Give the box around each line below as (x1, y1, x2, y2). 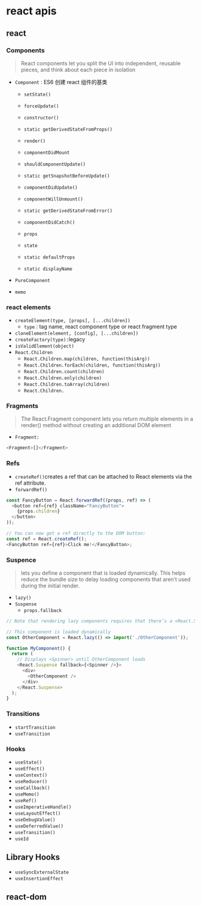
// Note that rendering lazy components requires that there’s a (6, 618, 172, 624)
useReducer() (14, 778, 48, 784)
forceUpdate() (23, 103, 59, 109)
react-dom (6, 892, 47, 902)
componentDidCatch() (23, 219, 75, 226)
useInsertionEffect (14, 875, 64, 881)
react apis (6, 4, 57, 18)
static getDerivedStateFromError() (23, 208, 112, 214)
